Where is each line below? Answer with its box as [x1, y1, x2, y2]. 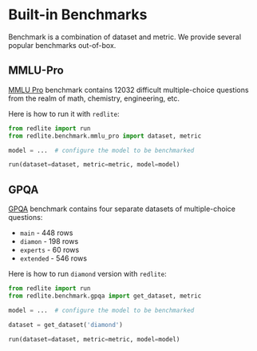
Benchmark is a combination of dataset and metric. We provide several [8, 32, 242, 42]
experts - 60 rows [19, 245, 80, 255]
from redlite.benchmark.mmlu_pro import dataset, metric [8, 132, 202, 140]
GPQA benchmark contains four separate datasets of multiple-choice [8, 204, 236, 213]
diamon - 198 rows [19, 237, 79, 246]
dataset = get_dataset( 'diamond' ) [8, 321, 124, 329]
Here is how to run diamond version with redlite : [8, 269, 168, 279]
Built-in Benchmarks [8, 6, 148, 24]
